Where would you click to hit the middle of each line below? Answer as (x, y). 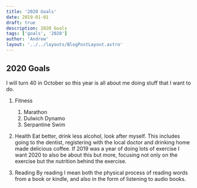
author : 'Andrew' (28, 39)
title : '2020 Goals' (32, 12)
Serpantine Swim (44, 124)
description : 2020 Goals (37, 28)
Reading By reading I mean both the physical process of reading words (101, 173)
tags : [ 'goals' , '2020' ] (37, 34)
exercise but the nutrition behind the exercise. (71, 161)
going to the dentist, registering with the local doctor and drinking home (102, 142)
